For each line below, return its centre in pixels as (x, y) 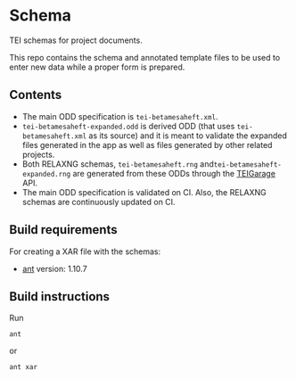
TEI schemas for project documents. (76, 40)
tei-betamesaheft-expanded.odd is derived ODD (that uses (128, 126)
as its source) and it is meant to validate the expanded (188, 136)
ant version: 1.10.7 (54, 268)
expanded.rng (46, 174)
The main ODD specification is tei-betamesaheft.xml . (120, 116)
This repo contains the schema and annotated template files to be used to (145, 57)
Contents (36, 95)
